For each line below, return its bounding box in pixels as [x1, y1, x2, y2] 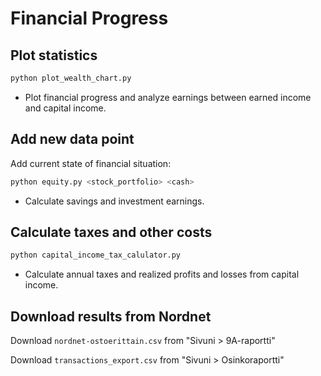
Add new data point [10, 131, 135, 148]
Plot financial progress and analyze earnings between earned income [24, 91, 312, 103]
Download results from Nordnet [10, 308, 212, 325]
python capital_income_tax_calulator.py [10, 250, 182, 261]
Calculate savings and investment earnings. [24, 195, 205, 207]
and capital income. [24, 102, 107, 114]
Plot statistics [10, 47, 98, 64]
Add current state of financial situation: [10, 157, 172, 169]
